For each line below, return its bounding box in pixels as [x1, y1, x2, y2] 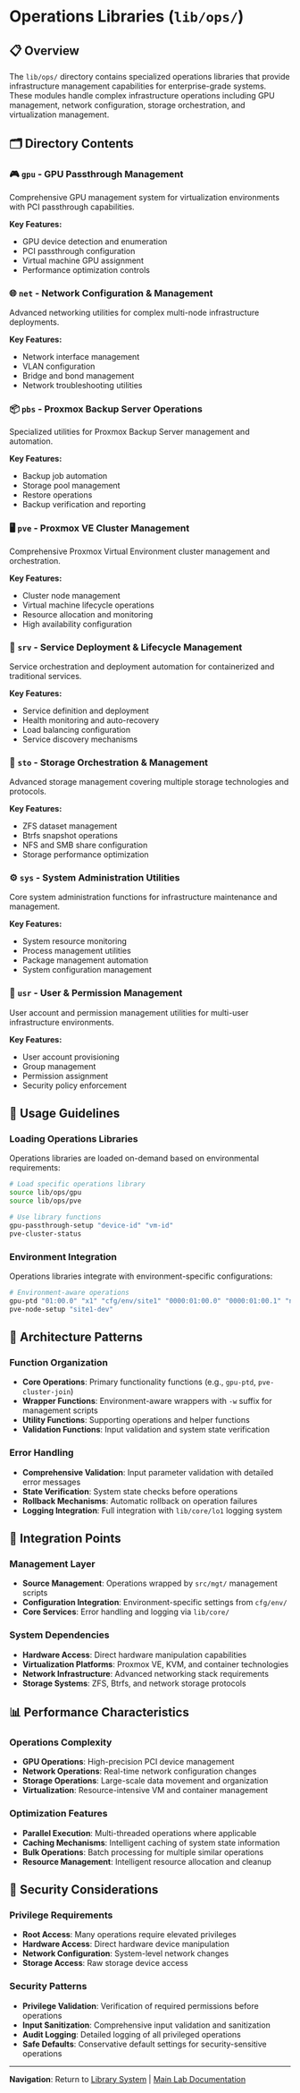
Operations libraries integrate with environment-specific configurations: [9, 1271, 273, 1281]
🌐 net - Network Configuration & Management [9, 286, 213, 299]
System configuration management [21, 965, 152, 975]
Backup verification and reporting [21, 499, 146, 510]
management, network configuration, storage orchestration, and [9, 100, 246, 110]
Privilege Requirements [9, 1909, 113, 1921]
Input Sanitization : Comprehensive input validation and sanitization [21, 2020, 271, 2030]
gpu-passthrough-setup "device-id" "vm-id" [9, 1221, 174, 1229]
